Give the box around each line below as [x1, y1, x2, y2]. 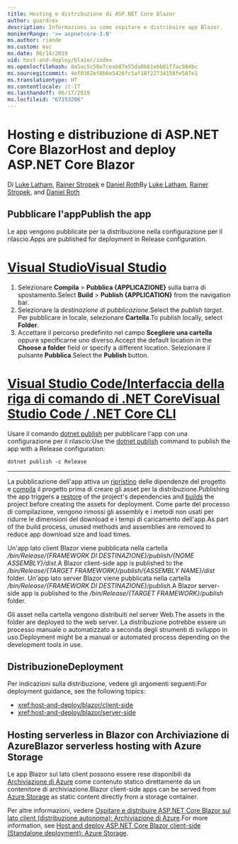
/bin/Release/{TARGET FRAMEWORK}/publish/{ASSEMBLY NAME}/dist [7, 566, 215, 574]
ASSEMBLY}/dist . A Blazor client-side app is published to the [7, 558, 183, 567]
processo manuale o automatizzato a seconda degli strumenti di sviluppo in [7, 625, 228, 633]
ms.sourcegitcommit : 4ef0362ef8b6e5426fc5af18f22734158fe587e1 [7, 70, 198, 77]
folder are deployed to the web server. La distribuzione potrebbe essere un [7, 618, 227, 626]
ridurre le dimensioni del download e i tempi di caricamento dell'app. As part [7, 515, 229, 523]
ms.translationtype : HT [7, 76, 78, 84]
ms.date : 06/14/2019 [7, 50, 69, 57]
